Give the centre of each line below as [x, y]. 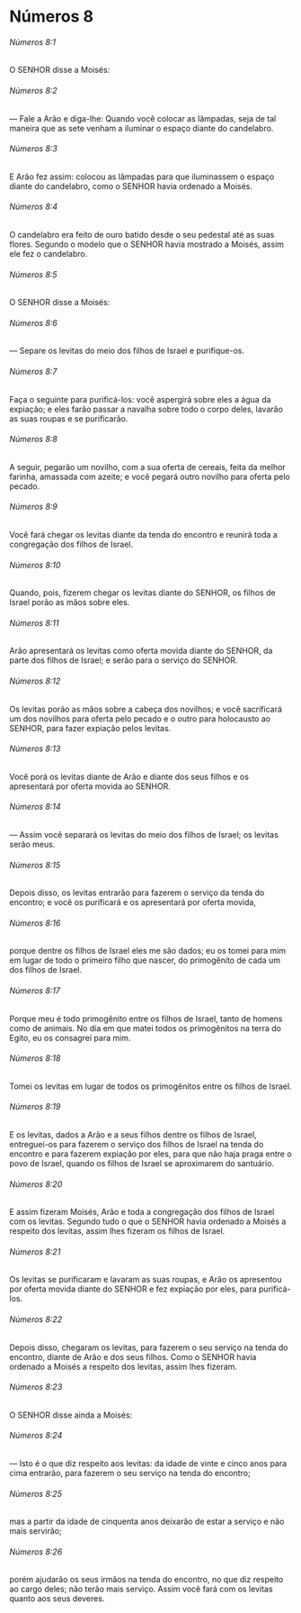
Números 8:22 [36, 1319]
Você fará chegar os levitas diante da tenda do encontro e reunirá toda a [144, 535]
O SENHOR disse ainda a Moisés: [71, 1415]
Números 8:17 [35, 991]
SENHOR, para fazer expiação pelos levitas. [90, 728]
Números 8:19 [35, 1107]
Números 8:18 [35, 1058]
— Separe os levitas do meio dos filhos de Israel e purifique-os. [127, 351]
